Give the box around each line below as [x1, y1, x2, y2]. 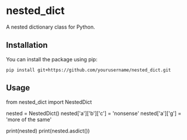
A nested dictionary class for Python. [6, 23, 95, 30]
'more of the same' [6, 116, 52, 123]
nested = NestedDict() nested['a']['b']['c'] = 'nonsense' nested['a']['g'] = [6, 110, 182, 117]
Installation [6, 40, 48, 50]
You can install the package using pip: [6, 55, 98, 62]
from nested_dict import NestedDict [6, 98, 92, 106]
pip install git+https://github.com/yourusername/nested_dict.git [6, 67, 171, 73]
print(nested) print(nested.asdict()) [6, 127, 90, 134]
